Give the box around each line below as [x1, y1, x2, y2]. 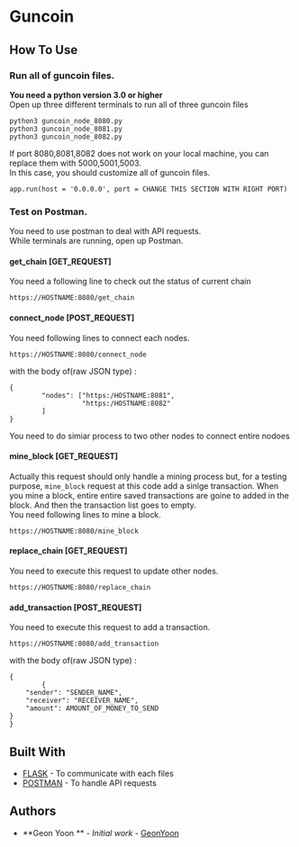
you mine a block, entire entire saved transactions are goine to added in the [9, 490, 290, 500]
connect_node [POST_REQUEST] [9, 312, 135, 323]
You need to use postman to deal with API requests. [9, 226, 202, 237]
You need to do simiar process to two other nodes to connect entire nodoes [9, 430, 290, 441]
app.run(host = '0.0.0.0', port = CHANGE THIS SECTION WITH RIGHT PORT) [9, 185, 288, 194]
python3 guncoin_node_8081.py [9, 124, 123, 133]
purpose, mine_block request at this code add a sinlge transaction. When [9, 480, 279, 491]
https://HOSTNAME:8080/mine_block [9, 527, 140, 536]
